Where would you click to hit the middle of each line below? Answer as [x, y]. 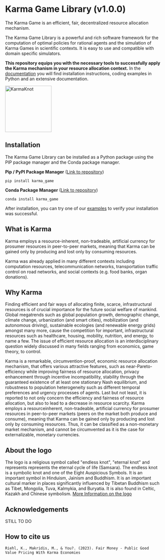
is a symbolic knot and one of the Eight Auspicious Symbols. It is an [74, 473]
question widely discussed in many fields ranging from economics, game [80, 346]
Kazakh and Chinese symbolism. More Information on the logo [69, 494]
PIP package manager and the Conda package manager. [62, 162]
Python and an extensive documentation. [47, 79]
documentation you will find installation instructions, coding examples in [78, 73]
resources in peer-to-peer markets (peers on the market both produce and [81, 414]
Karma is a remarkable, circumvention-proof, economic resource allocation [82, 361]
